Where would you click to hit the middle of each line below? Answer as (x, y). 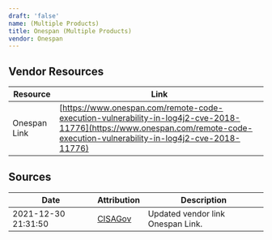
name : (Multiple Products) (54, 24)
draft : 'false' (34, 16)
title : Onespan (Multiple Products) (70, 31)
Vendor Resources (56, 71)
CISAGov (114, 218)
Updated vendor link (186, 213)
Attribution (118, 199)
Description (204, 199)
